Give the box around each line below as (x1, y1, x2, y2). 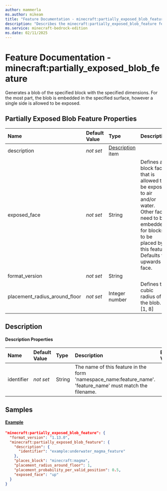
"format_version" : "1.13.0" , (9, 435, 70, 440)
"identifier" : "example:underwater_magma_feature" (18, 449, 126, 454)
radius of (140, 293, 162, 300)
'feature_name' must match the (75, 382, 148, 389)
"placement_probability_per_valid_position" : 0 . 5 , (14, 467, 121, 473)
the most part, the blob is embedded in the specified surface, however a (5, 95, 153, 101)
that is (140, 170, 155, 177)
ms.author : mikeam (5, 12, 43, 17)
